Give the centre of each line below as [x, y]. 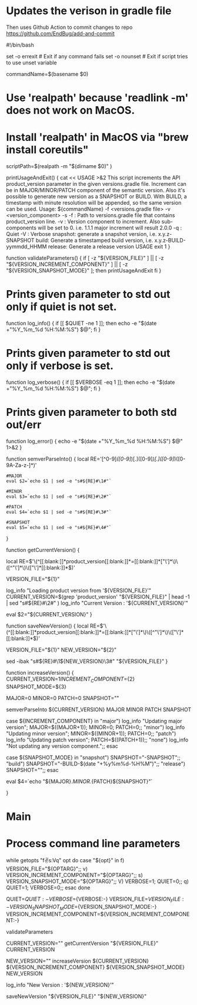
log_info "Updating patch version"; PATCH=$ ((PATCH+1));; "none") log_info [97, 740]
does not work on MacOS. [71, 111]
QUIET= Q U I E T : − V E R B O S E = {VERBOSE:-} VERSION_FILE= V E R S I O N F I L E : [95, 899]
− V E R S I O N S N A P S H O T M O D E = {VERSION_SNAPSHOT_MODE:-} [81, 907]
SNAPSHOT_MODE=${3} [36, 687]
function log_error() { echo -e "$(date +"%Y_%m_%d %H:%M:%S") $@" [95, 441]
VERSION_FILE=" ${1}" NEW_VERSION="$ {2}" [61, 649]
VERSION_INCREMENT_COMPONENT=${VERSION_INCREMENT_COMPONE [98, 914]
